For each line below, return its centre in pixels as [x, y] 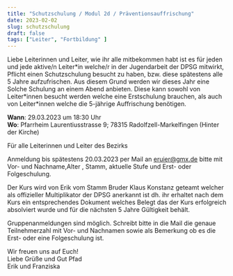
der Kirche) [23, 132]
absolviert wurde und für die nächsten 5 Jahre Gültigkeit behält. [98, 210]
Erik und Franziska [34, 266]
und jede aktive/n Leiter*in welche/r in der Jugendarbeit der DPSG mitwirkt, [116, 67]
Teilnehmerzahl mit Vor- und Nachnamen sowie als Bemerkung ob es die [112, 231]
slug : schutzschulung [39, 26]
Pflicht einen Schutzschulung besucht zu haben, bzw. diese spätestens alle [115, 75]
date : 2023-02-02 [32, 20]
